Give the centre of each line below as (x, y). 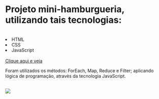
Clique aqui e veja (24, 61)
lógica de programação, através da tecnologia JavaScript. (66, 76)
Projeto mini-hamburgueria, (65, 9)
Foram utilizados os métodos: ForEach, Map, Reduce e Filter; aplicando (79, 70)
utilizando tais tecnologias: (64, 20)
